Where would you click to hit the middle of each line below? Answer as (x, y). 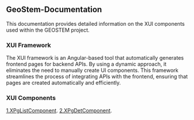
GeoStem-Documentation (54, 10)
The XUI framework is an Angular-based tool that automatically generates (95, 58)
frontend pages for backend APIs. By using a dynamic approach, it (86, 64)
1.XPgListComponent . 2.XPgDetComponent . (59, 111)
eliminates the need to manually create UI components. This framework (92, 70)
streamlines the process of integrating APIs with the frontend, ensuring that (97, 77)
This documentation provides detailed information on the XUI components (96, 23)
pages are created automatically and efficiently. (64, 83)
